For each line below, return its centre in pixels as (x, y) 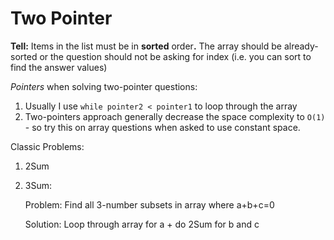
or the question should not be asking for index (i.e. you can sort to (175, 56)
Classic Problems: (47, 146)
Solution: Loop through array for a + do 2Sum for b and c (142, 224)
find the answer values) (59, 67)
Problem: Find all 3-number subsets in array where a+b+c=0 (149, 204)
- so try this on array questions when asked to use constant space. (162, 127)
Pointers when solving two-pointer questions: (104, 86)
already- (301, 46)
